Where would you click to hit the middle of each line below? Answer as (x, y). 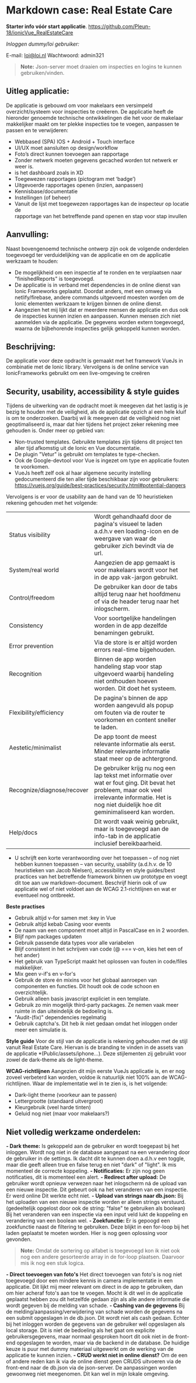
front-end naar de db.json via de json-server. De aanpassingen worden (91, 1367)
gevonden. (19, 1239)
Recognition (25, 674)
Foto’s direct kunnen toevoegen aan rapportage (72, 154)
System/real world (34, 570)
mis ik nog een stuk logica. (52, 1263)
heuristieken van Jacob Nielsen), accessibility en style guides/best (95, 871)
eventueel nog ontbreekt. (45, 895)
